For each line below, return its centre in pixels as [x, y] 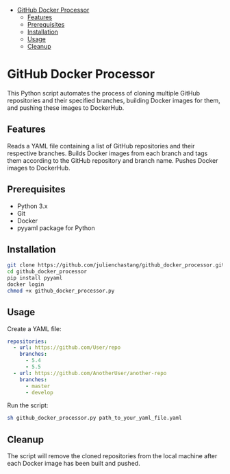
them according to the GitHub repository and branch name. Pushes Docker [113, 160]
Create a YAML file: [34, 328]
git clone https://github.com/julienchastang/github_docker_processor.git [116, 265]
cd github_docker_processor [47, 272]
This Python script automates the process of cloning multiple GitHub [104, 93]
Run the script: [28, 405]
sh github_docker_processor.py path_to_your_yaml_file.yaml [95, 418]
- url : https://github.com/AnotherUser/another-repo [90, 373]
